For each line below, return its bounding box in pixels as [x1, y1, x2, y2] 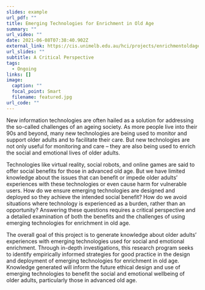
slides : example [6, 9, 48, 15]
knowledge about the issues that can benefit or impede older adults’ [6, 173, 178, 181]
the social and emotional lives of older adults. [6, 149, 120, 156]
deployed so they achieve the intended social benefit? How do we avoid [6, 193, 187, 200]
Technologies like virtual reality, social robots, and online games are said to [6, 161, 195, 168]
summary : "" [6, 26, 37, 32]
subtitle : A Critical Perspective [6, 54, 95, 60]
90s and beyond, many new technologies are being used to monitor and [6, 129, 187, 137]
